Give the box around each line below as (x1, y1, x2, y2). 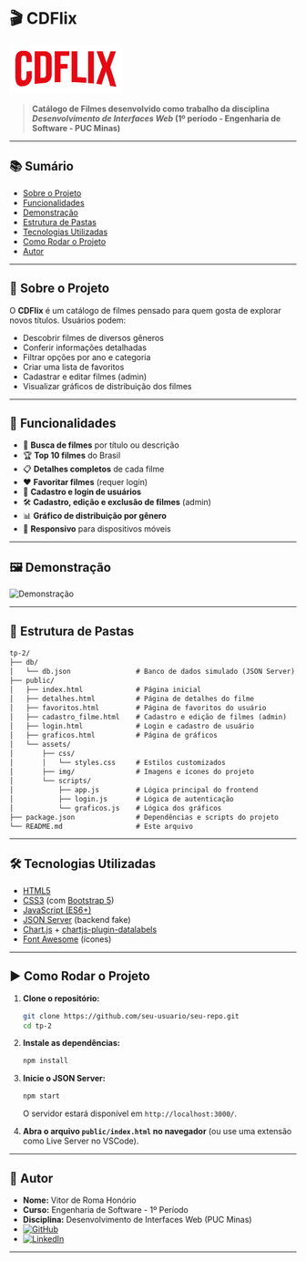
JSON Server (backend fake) (22, 914, 131, 925)
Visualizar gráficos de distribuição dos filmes (22, 380, 193, 391)
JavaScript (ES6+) (22, 905, 92, 915)
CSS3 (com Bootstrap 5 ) (22, 895, 115, 905)
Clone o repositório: (22, 992, 100, 1004)
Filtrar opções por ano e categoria (22, 351, 151, 362)
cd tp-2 (22, 1021, 52, 1030)
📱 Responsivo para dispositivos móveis (22, 523, 171, 534)
